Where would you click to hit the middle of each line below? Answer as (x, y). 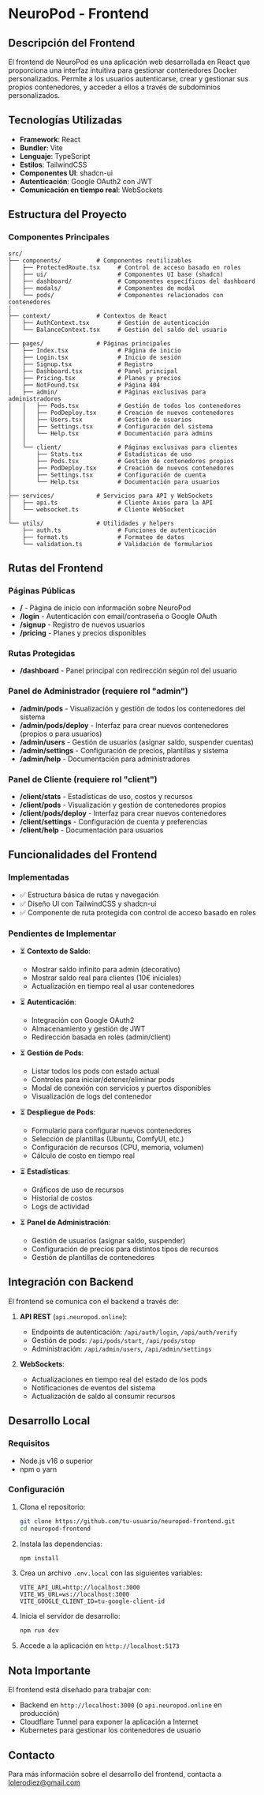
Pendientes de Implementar (62, 933)
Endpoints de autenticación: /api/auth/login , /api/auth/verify (134, 1332)
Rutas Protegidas (42, 654)
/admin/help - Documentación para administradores (105, 759)
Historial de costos (62, 1198)
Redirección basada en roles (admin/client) (101, 1037)
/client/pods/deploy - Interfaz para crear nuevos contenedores (123, 813)
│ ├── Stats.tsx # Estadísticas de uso (100, 454)
